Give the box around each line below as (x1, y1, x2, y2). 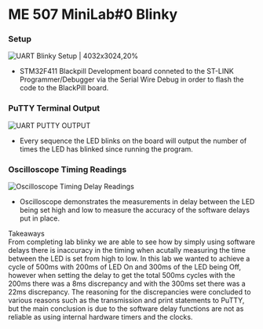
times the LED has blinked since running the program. (19, 144, 194, 154)
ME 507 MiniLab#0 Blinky (8, 5, 178, 24)
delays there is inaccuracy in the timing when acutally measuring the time (8, 246, 246, 255)
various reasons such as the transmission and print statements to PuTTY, (8, 296, 245, 305)
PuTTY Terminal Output (8, 103, 100, 114)
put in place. (19, 214, 60, 223)
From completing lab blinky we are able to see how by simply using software (8, 237, 256, 247)
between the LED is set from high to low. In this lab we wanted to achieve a (8, 254, 250, 264)
